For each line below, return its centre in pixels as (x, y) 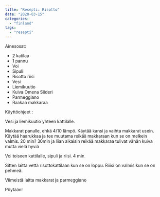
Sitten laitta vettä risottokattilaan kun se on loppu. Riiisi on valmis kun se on (80, 165)
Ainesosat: (16, 46)
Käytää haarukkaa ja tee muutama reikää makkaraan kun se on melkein (76, 136)
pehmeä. (14, 171)
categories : (17, 19)
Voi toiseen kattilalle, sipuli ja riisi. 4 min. (45, 156)
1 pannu (20, 61)
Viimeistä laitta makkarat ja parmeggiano (46, 180)
